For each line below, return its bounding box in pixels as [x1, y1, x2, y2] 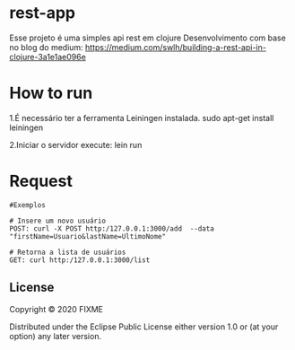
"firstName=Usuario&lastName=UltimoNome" [9, 232, 167, 241]
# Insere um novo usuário [9, 216, 106, 225]
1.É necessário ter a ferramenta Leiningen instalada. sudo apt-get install [9, 112, 274, 123]
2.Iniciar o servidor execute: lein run [9, 139, 143, 150]
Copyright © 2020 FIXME [9, 303, 104, 314]
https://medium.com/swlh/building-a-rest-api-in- [84, 41, 266, 52]
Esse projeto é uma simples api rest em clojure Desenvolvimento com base [9, 32, 287, 43]
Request [9, 171, 74, 191]
